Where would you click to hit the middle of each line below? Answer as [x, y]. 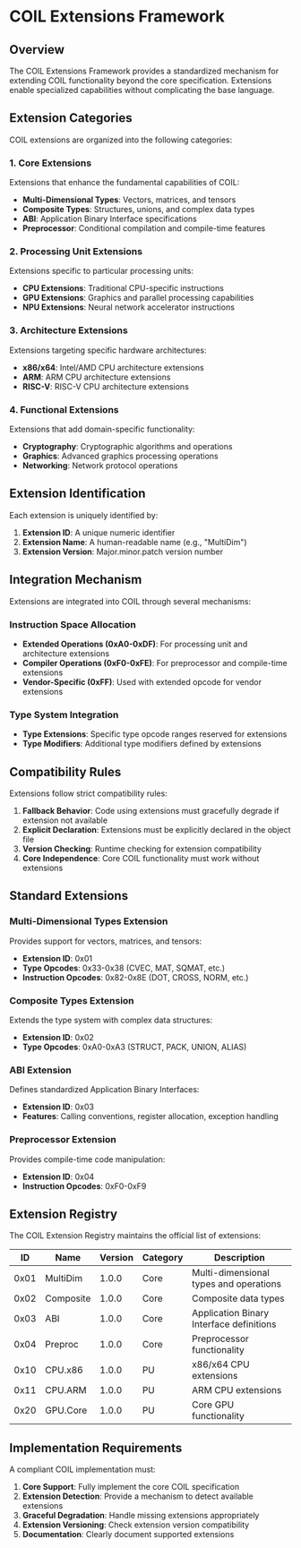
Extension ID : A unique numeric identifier [99, 532]
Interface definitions [234, 1324]
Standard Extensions [69, 896]
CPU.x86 [64, 1370]
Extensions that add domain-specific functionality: [102, 429]
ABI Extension [40, 1070]
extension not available [65, 820]
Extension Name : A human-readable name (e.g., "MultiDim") [135, 542]
